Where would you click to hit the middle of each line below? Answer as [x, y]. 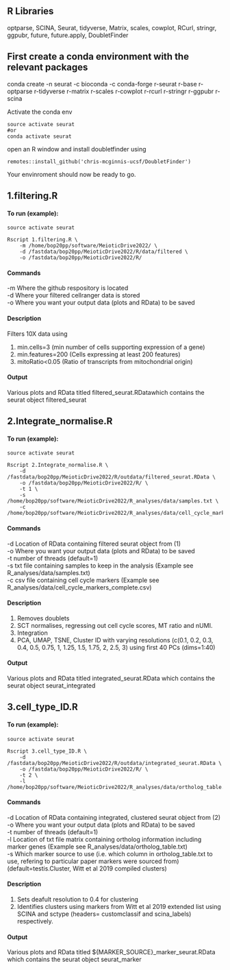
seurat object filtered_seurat [47, 400]
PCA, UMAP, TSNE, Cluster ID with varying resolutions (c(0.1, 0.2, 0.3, [115, 640]
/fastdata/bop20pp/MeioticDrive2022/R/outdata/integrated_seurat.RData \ [115, 763]
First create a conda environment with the [98, 57]
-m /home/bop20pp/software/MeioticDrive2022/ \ [88, 246]
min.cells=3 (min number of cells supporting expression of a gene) [111, 347]
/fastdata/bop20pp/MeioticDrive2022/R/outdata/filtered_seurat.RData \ [111, 477]
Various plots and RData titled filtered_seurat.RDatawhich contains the [106, 392]
